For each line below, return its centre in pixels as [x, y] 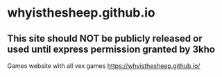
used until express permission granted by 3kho [111, 49]
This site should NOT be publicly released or [105, 38]
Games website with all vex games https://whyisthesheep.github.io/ [104, 66]
